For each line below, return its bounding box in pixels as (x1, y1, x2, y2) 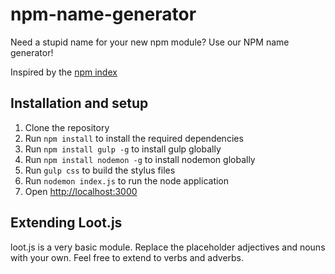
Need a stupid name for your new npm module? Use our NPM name (10, 36, 290, 48)
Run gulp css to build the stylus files (24, 164, 176, 176)
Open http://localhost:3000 (24, 185, 138, 197)
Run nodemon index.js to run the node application (24, 174, 230, 187)
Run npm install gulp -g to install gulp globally (24, 143, 222, 155)
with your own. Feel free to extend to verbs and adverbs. (10, 251, 245, 263)
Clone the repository (24, 121, 110, 133)
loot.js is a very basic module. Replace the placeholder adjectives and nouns (10, 241, 326, 253)
